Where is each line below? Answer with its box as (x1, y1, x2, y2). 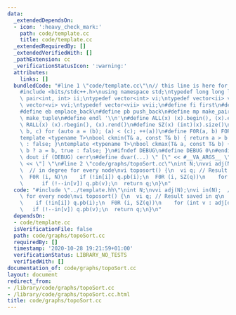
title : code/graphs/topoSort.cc (7, 297, 102, 304)
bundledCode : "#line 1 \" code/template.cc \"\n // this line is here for (13, 82, 228, 89)
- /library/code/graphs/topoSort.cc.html (7, 290, 131, 298)
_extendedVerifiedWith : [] (13, 50, 93, 57)
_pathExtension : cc (13, 56, 71, 63)
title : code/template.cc (20, 36, 93, 43)
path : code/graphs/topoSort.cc (13, 232, 105, 239)
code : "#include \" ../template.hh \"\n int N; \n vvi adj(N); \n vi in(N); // (13, 187, 234, 194)
